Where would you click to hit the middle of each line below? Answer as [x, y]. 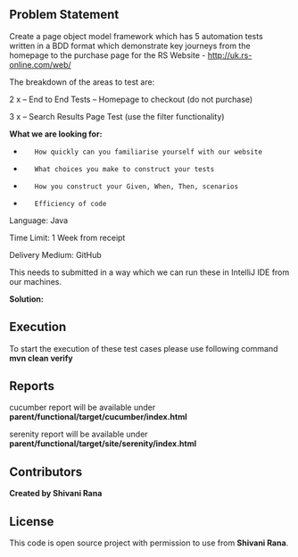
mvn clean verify [41, 358]
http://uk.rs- [230, 55]
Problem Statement [64, 15]
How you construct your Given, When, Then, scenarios [137, 187]
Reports [32, 386]
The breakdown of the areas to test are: [82, 82]
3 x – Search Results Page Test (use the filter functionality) [117, 116]
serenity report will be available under [79, 434]
